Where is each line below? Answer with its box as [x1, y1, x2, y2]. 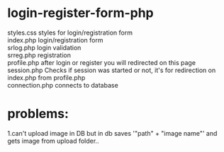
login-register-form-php [7, 5, 154, 21]
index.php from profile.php [7, 73, 86, 82]
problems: [7, 106, 69, 122]
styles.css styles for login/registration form [7, 28, 133, 37]
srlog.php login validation [7, 43, 82, 52]
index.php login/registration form [7, 35, 103, 44]
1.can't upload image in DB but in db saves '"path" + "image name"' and [7, 129, 218, 137]
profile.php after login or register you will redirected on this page [7, 58, 196, 66]
